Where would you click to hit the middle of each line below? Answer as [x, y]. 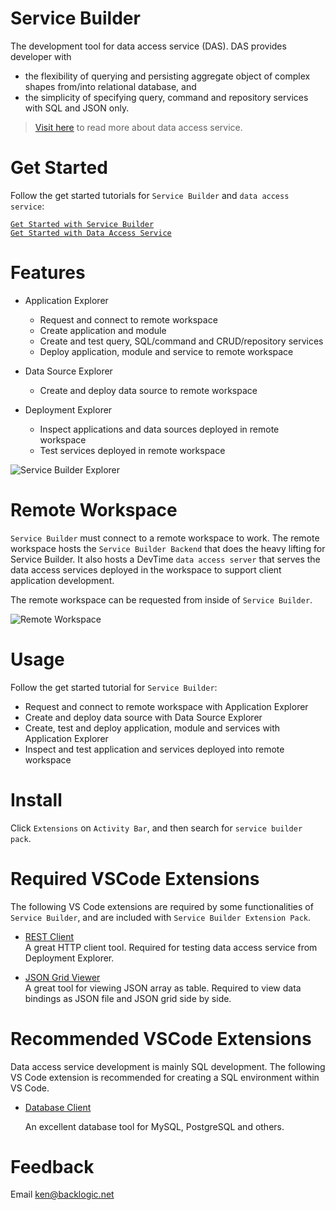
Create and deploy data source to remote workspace [148, 390]
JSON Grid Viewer [62, 977]
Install [36, 799]
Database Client [58, 1107]
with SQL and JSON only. [77, 108]
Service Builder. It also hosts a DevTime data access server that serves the [165, 559]
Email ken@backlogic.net [62, 1194]
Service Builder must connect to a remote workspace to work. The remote [165, 538]
